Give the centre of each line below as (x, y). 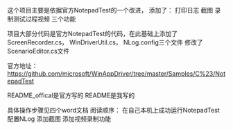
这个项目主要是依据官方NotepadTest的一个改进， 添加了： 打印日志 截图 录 (114, 10)
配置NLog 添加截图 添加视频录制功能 (59, 119)
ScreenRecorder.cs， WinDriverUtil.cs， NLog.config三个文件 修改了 (105, 42)
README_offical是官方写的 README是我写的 (71, 95)
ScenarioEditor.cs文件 (38, 51)
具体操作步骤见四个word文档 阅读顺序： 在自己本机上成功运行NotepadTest (113, 110)
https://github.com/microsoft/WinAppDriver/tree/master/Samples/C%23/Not (116, 74)
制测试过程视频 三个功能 (42, 19)
